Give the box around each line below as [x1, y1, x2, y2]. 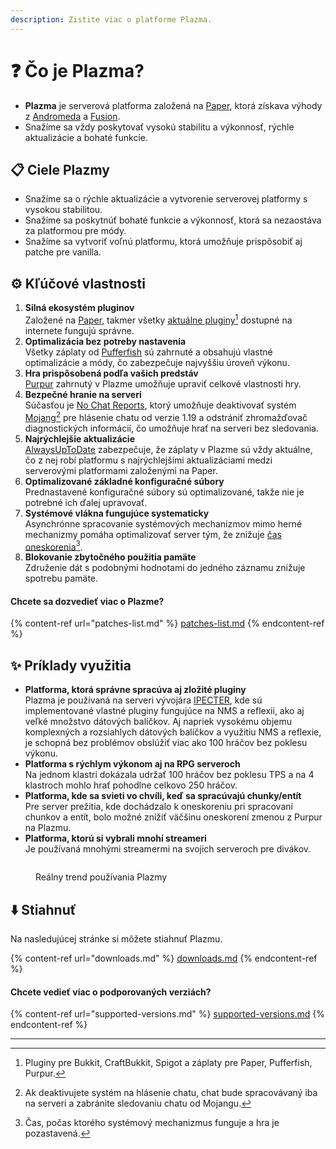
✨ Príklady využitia [10, 657, 132, 674]
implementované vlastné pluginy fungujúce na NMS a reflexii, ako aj [24, 705, 305, 717]
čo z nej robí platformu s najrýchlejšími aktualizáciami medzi [24, 454, 273, 466]
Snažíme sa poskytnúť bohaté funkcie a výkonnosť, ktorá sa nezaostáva [24, 214, 322, 226]
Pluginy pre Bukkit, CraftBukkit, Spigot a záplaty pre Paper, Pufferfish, [24, 1057, 313, 1069]
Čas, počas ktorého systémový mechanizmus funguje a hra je [24, 1117, 280, 1129]
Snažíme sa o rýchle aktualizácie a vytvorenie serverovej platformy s [24, 193, 308, 205]
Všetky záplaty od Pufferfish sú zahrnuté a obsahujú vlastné [24, 346, 273, 358]
